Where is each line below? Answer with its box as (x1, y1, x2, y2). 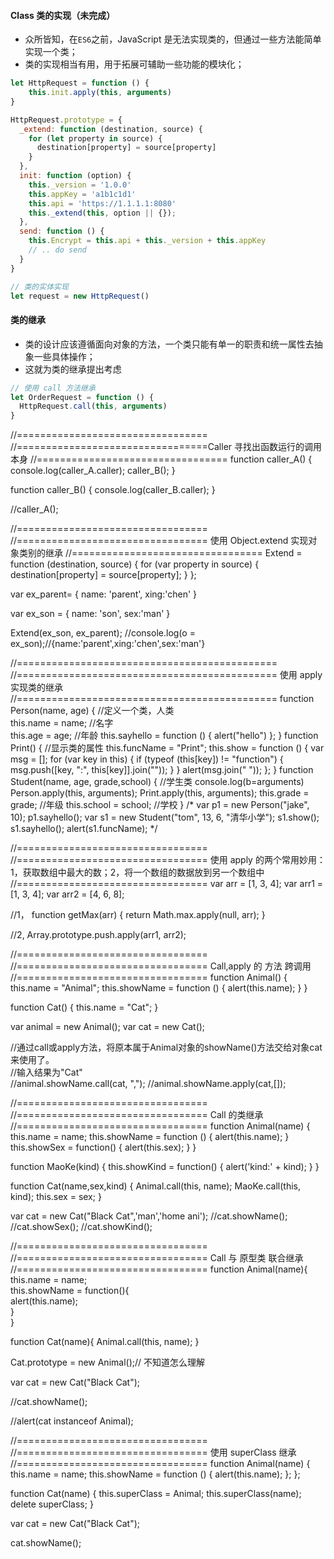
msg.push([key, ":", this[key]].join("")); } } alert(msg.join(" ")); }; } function (10, 764, 314, 776)
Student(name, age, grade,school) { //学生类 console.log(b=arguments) (10, 776, 305, 788)
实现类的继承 (10, 681, 63, 694)
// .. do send (28, 245, 87, 255)
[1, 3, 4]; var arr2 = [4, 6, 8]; (10, 888, 125, 900)
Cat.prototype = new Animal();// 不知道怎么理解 (10, 1356, 206, 1369)
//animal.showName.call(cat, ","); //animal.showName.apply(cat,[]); (10, 1078, 287, 1090)
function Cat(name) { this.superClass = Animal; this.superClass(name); (10, 1488, 302, 1500)
